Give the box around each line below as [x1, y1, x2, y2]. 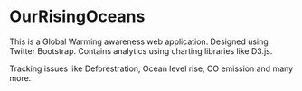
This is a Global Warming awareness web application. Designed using [9, 36, 269, 47]
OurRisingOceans [9, 6, 146, 27]
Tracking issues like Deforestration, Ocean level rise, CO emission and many [9, 63, 294, 74]
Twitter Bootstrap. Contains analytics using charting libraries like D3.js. [9, 45, 273, 56]
